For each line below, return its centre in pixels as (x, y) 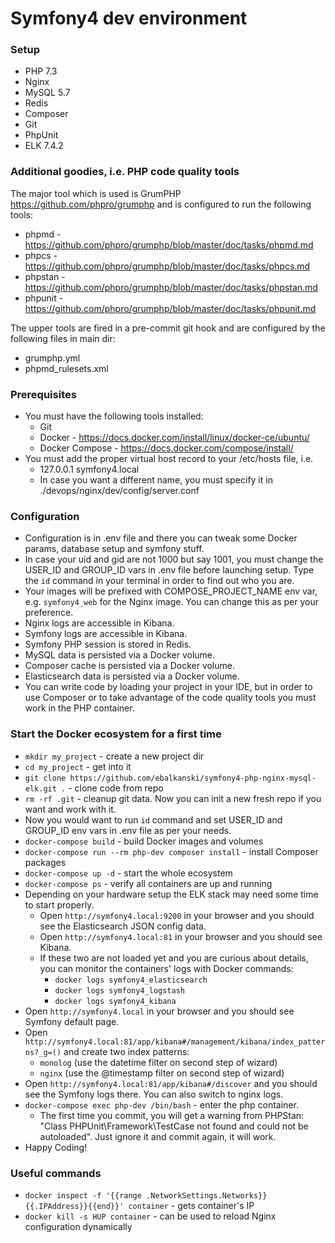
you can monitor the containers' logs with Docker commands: (166, 968)
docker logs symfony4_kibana (115, 1001)
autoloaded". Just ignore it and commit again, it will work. (158, 1136)
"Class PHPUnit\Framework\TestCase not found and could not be (174, 1126)
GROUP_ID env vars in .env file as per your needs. (128, 830)
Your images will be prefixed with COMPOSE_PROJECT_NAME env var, (171, 591)
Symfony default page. (72, 1021)
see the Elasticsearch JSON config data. (123, 926)
